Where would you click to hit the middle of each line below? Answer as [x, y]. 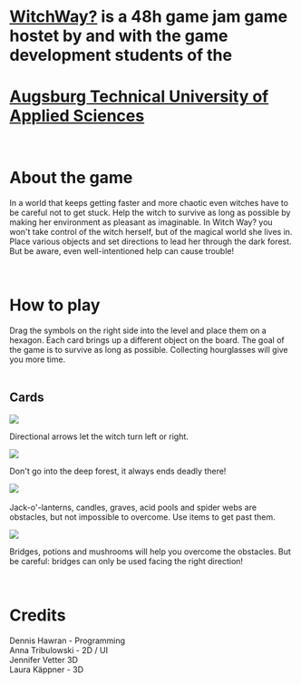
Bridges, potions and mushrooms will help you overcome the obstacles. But [150, 552]
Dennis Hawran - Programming [67, 640]
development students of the [121, 55]
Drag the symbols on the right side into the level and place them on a [138, 330]
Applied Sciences [77, 116]
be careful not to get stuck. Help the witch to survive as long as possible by [150, 213]
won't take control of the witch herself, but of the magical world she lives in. [151, 232]
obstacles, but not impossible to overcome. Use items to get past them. [142, 517]
